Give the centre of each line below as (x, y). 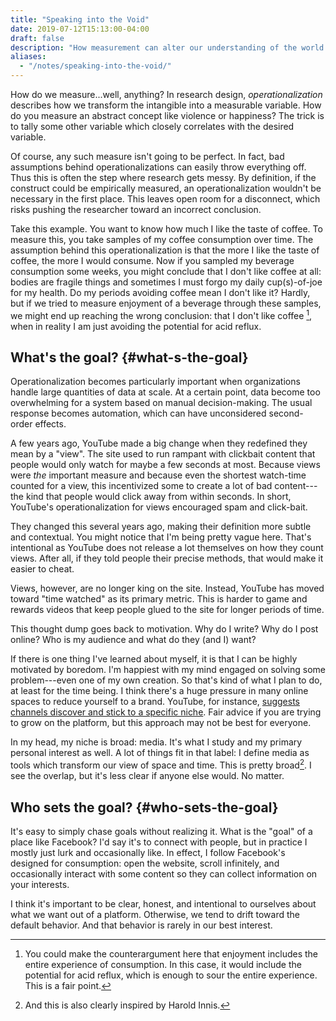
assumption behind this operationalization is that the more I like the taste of (165, 250)
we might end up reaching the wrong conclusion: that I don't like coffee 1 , (161, 314)
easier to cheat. (42, 569)
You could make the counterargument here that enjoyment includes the (171, 953)
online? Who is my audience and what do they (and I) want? (133, 640)
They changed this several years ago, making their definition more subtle (161, 527)
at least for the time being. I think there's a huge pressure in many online (159, 691)
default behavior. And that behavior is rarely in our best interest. (141, 925)
